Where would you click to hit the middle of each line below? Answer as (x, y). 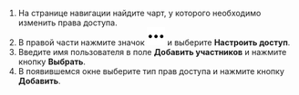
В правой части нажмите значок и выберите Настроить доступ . (154, 43)
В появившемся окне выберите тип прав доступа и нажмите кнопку (151, 71)
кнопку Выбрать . (52, 62)
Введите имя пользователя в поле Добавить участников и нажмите (152, 52)
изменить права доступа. (67, 23)
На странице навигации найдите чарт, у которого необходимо (139, 13)
